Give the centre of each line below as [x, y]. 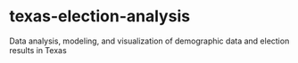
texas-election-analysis [99, 16]
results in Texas [38, 50]
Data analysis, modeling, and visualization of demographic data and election [149, 41]
